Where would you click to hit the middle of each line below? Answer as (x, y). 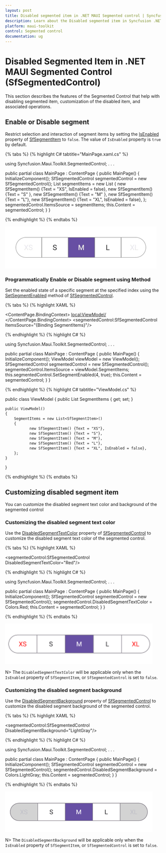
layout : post (19, 10)
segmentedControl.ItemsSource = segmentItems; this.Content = (70, 204)
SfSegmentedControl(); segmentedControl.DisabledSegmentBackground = (81, 770)
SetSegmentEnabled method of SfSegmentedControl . (60, 296)
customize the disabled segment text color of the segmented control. (75, 539)
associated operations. (28, 107)
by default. (16, 144)
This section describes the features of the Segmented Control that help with (82, 96)
